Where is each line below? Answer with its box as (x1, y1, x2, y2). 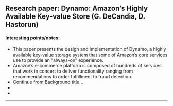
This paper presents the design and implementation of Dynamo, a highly (12, 46, 166, 52)
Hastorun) (5, 20, 39, 29)
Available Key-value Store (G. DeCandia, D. (5, 12, 145, 21)
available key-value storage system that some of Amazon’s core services (12, 51, 168, 58)
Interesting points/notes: (5, 34, 60, 41)
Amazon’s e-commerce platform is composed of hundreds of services (12, 62, 162, 68)
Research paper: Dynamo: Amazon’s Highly (5, 4, 148, 13)
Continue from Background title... (12, 79, 83, 85)
